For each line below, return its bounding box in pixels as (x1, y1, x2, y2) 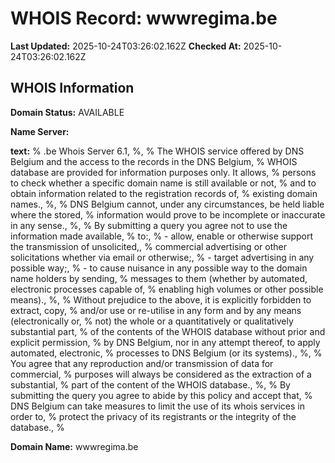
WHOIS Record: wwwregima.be (10, 7, 278, 30)
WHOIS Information (10, 80, 135, 97)
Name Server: (10, 125, 70, 137)
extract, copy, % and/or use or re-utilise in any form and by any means (10, 304, 302, 316)
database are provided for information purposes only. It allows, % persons (10, 166, 317, 178)
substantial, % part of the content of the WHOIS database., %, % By (10, 378, 291, 391)
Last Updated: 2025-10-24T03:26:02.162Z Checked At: (10, 40, 242, 52)
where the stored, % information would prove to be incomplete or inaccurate (10, 208, 326, 221)
